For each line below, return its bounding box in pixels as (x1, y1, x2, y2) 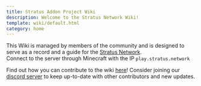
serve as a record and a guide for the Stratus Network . (6, 49, 142, 56)
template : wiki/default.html (6, 20, 80, 26)
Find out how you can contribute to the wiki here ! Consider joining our (6, 67, 180, 74)
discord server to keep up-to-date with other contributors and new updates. (6, 73, 195, 80)
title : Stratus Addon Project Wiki (6, 8, 96, 15)
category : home (6, 25, 45, 32)
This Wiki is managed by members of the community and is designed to (6, 42, 185, 49)
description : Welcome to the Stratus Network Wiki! (6, 14, 139, 20)
